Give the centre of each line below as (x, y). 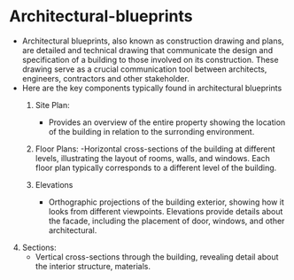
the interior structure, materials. (93, 266)
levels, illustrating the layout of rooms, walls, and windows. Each (152, 158)
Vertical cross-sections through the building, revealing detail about (157, 257)
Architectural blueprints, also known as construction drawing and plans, (153, 41)
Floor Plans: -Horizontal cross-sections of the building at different (155, 149)
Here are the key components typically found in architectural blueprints (152, 88)
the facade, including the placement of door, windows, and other (166, 221)
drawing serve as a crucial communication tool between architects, (144, 69)
